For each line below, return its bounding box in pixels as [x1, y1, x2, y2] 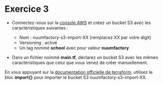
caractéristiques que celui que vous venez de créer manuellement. [11, 59, 148, 65]
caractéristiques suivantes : [11, 25, 68, 30]
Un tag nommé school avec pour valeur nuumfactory [19, 45, 129, 51]
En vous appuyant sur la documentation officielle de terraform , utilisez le [4, 69, 153, 75]
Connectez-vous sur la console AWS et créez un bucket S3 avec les [11, 20, 151, 26]
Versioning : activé [19, 39, 57, 45]
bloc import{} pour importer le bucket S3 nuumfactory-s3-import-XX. [4, 74, 147, 80]
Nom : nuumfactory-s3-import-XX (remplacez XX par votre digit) [19, 34, 152, 40]
